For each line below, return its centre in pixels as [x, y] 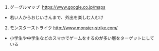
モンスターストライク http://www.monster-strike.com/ [64, 28]
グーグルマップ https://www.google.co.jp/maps [57, 7]
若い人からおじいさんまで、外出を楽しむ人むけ [56, 17]
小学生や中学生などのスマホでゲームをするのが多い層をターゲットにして [82, 38]
